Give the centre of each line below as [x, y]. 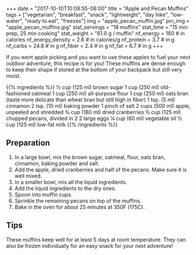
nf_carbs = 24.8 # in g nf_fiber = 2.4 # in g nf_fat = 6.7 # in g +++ [85, 46]
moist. [14, 76]
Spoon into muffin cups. [44, 194]
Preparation [28, 143]
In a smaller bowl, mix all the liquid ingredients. [71, 182]
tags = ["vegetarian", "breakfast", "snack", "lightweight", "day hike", [87, 15]
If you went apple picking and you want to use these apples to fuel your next [98, 57]
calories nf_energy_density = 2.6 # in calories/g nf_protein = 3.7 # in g [90, 40]
